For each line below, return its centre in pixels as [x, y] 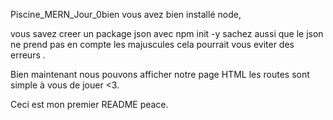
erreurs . [28, 55]
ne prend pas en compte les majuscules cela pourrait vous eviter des [152, 44]
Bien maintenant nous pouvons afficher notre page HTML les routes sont [160, 74]
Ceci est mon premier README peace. [89, 104]
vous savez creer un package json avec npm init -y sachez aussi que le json [167, 33]
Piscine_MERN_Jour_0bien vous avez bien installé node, [126, 14]
